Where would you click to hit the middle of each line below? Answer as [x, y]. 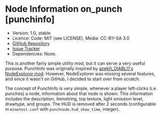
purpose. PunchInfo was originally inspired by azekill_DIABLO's [69, 68]
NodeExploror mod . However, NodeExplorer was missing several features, [80, 73]
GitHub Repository [31, 43]
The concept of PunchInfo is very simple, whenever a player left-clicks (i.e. [81, 88]
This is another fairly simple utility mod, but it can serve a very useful [75, 63]
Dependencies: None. [34, 54]
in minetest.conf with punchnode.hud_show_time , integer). [63, 109]
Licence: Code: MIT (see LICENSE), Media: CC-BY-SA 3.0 [71, 38]
